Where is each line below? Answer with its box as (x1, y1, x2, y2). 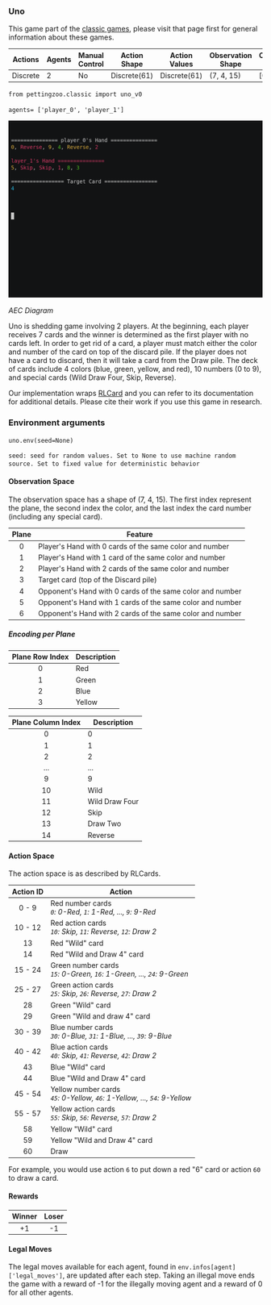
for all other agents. (8, 1288, 74, 1298)
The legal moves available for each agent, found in (8, 1262, 177, 1272)
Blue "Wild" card (50, 1062, 106, 1072)
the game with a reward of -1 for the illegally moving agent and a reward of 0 (8, 1279, 263, 1289)
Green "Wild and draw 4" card (50, 1011, 151, 1021)
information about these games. (8, 32, 115, 42)
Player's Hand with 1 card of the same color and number (38, 552, 226, 562)
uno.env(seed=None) (8, 436, 74, 444)
